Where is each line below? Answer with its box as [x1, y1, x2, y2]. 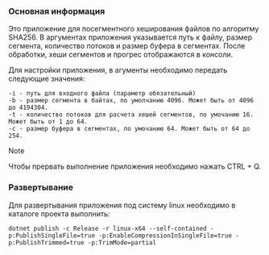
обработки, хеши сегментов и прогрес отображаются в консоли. [8, 50, 234, 60]
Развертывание [8, 182, 74, 193]
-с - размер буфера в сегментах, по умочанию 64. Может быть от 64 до [8, 125, 250, 133]
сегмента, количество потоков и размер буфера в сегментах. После [8, 41, 246, 51]
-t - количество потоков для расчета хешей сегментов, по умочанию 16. [8, 111, 254, 119]
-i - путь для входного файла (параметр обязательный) [8, 90, 197, 98]
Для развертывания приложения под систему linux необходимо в [8, 200, 236, 210]
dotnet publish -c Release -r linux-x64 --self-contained [8, 224, 207, 232]
